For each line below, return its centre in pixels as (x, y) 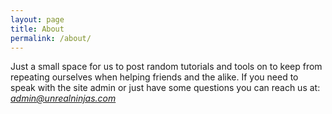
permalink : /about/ (51, 38)
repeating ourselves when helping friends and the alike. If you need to (154, 77)
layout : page (37, 19)
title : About (37, 29)
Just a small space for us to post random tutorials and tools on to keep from (166, 67)
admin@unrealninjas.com (63, 98)
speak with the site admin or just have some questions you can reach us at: (165, 88)
